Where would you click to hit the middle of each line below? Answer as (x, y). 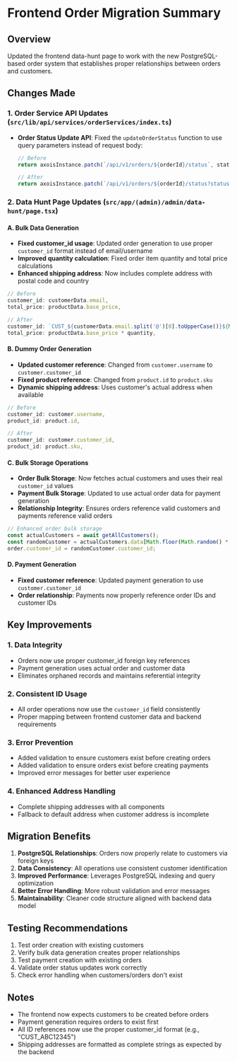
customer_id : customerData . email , (58, 301)
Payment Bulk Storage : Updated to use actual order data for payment (119, 493)
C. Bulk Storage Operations (48, 462)
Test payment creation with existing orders (80, 960)
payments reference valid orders (65, 516)
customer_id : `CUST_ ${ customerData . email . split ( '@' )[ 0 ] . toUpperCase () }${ (118, 326)
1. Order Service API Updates (58, 113)
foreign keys (36, 861)
